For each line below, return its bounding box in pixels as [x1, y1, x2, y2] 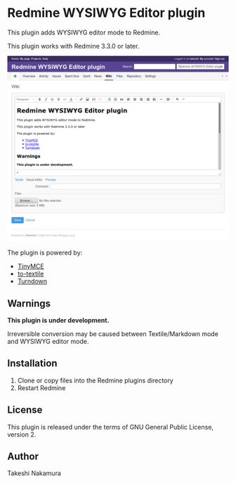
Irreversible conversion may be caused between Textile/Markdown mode [7, 330, 219, 338]
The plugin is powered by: [7, 248, 83, 257]
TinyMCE [17, 262, 44, 271]
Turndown [17, 277, 48, 285]
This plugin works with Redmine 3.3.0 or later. [7, 41, 140, 50]
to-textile [17, 269, 44, 278]
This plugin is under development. [7, 316, 110, 325]
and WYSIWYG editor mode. [7, 337, 89, 346]
